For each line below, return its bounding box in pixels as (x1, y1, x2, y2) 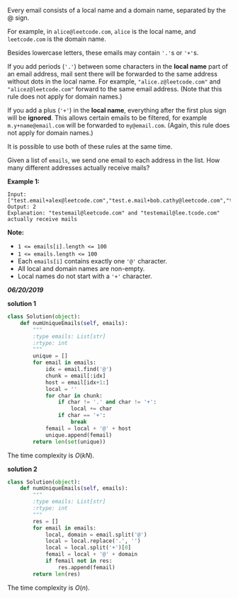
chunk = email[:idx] (45, 372, 106, 380)
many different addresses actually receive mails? (7, 164, 150, 172)
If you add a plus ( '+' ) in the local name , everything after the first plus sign (7, 106, 227, 114)
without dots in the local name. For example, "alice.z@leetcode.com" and (7, 77, 221, 86)
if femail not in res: (45, 557, 113, 564)
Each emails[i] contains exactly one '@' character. (17, 257, 168, 265)
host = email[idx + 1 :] (45, 379, 110, 386)
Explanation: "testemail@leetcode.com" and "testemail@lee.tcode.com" (7, 210, 220, 217)
